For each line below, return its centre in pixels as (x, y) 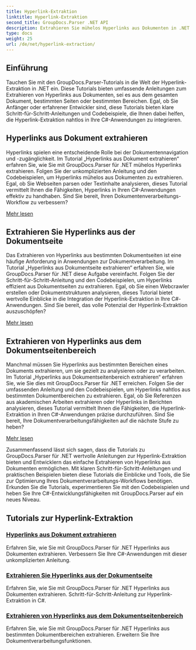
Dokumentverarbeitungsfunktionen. (49, 641)
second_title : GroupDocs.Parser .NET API (57, 22)
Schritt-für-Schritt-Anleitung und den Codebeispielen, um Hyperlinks (89, 280)
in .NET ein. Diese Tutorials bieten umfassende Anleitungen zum (109, 88)
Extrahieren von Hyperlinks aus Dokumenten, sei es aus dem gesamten (92, 95)
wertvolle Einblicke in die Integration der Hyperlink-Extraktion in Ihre (88, 299)
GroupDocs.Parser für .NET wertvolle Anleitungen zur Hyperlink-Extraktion (96, 456)
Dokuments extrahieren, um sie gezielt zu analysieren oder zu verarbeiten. (96, 371)
